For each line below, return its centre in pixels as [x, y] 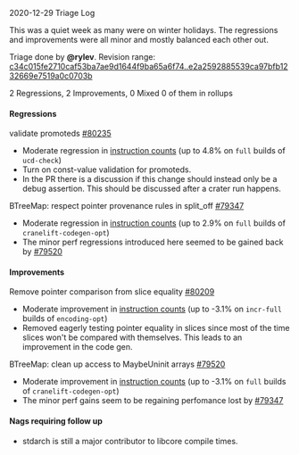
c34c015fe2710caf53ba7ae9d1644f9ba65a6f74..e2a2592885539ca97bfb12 [149, 66]
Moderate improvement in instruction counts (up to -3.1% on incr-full [152, 309]
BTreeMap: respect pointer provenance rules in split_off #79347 [127, 206]
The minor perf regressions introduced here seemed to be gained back [153, 242]
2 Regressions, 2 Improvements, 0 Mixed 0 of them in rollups [121, 93]
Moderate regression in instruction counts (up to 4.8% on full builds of [154, 151]
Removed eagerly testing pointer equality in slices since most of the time [156, 328]
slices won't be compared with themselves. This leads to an [132, 337]
